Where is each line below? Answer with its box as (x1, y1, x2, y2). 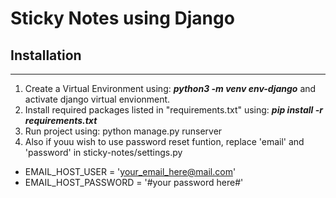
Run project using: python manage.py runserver (24, 125, 223, 137)
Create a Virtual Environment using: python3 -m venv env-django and (24, 83, 317, 94)
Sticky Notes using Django (10, 7, 235, 30)
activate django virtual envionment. (24, 93, 171, 105)
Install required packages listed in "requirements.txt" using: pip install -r (24, 104, 323, 116)
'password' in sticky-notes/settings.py (24, 147, 183, 158)
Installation (10, 47, 82, 64)
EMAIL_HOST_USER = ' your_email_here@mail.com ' (24, 166, 237, 177)
